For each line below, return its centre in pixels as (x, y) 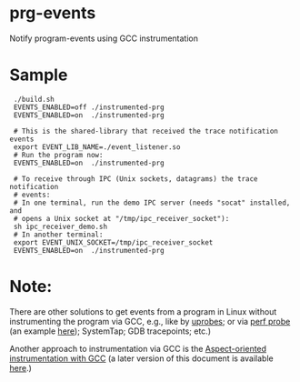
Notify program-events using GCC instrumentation (104, 38)
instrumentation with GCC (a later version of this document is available (142, 358)
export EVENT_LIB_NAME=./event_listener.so (97, 147)
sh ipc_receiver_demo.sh (60, 226)
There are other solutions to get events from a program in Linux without (143, 311)
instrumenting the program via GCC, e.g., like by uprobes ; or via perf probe (150, 321)
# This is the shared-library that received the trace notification (146, 131)
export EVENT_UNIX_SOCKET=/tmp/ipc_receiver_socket (113, 242)
